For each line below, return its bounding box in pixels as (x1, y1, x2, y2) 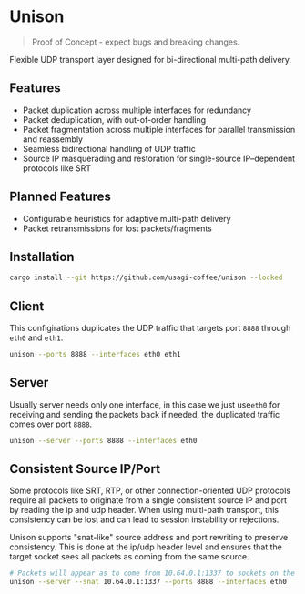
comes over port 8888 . (9, 418, 93, 429)
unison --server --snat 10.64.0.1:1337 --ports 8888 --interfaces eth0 (9, 578, 287, 587)
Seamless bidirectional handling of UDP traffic (22, 143, 196, 154)
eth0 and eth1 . (9, 332, 64, 343)
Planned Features (9, 189, 112, 205)
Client (9, 298, 45, 314)
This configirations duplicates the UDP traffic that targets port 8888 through (9, 323, 291, 334)
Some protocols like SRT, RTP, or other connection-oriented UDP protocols (9, 485, 291, 497)
